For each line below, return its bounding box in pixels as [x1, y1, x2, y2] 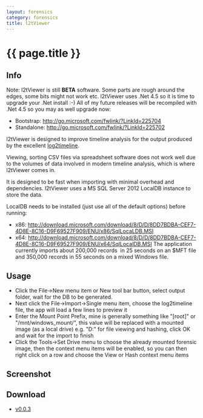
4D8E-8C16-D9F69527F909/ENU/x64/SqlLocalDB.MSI [15, 241, 153, 248]
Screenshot [6, 369, 52, 379]
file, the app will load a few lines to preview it [15, 307, 127, 314]
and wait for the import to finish [15, 332, 94, 339]
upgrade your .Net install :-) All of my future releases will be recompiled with [6, 99, 197, 107]
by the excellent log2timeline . [6, 142, 80, 149]
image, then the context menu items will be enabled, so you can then [15, 345, 187, 352]
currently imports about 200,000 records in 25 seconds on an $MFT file [15, 247, 196, 254]
